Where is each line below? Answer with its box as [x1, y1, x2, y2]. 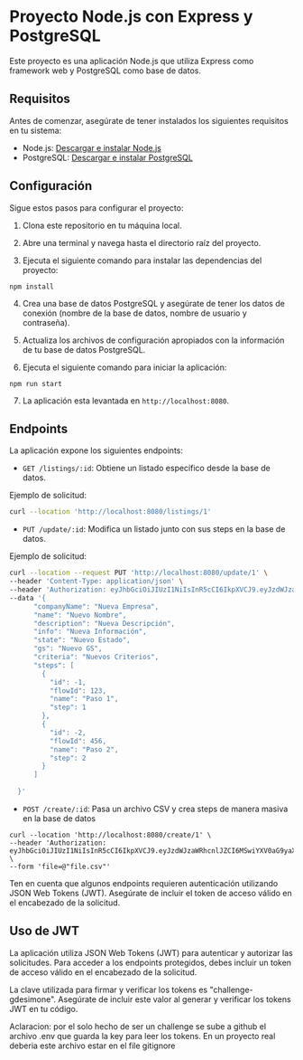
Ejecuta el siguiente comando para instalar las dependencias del [22, 255, 262, 266]
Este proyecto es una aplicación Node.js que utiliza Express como [9, 55, 254, 66]
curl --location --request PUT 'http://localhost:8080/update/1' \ [9, 568, 269, 578]
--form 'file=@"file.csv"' [9, 862, 111, 871]
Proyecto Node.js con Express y [9, 6, 253, 27]
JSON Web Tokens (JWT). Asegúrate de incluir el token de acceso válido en [9, 887, 293, 898]
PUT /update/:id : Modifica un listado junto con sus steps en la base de [22, 524, 286, 535]
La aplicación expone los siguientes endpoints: [9, 445, 183, 456]
